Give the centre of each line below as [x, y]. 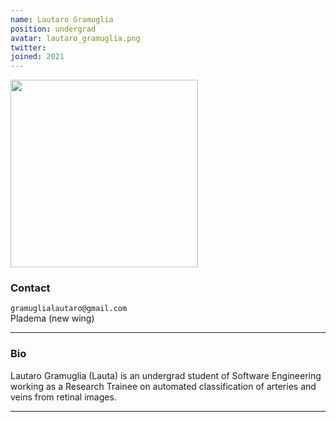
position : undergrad [53, 29]
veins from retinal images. [63, 397]
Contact [30, 288]
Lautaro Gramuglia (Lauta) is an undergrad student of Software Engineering [166, 375]
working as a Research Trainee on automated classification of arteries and [163, 386]
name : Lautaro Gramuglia [62, 19]
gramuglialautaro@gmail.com [69, 309]
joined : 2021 [37, 57]
